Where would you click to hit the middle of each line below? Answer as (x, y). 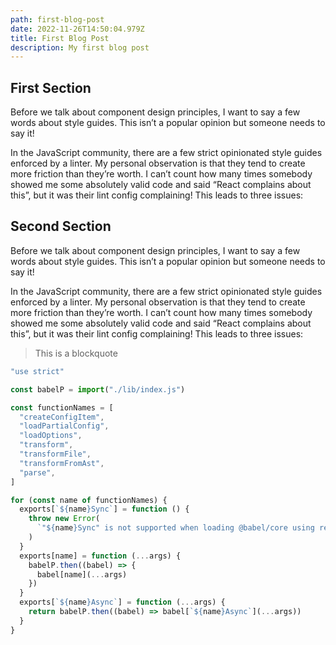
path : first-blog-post (57, 19)
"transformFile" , (55, 454)
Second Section (61, 226)
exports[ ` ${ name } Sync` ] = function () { (104, 509)
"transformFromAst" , (62, 463)
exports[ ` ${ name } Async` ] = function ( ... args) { (122, 602)
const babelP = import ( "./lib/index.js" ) (98, 389)
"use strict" (37, 371)
